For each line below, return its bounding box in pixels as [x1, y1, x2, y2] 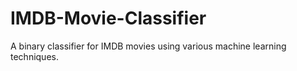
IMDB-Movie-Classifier [10, 7, 207, 30]
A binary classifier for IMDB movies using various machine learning [10, 40, 287, 52]
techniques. [10, 50, 59, 62]
